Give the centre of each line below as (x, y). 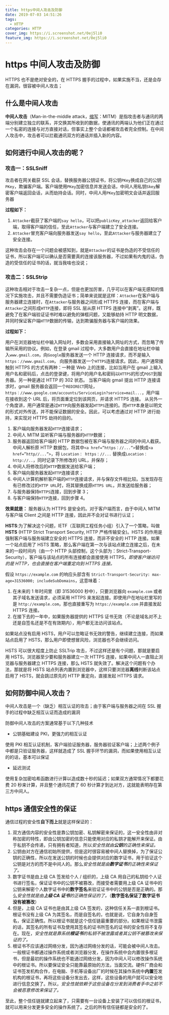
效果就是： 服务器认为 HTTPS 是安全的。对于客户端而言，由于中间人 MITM (83, 509)
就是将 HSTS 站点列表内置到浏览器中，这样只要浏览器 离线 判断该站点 (90, 669)
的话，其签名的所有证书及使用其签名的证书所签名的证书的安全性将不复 (85, 927)
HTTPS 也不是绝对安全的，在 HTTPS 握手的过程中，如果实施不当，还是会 (81, 79)
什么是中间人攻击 (32, 103)
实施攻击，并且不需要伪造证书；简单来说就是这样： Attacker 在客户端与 (87, 295)
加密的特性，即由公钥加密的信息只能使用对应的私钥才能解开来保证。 (88, 839)
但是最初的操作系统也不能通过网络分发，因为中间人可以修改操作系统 (92, 958)
